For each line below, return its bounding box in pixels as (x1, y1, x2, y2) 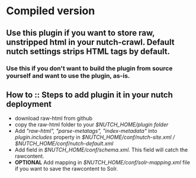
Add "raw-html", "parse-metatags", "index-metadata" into (14, 128, 158, 135)
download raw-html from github (14, 115, 93, 122)
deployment (6, 99, 52, 109)
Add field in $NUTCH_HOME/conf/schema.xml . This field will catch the (14, 147, 188, 154)
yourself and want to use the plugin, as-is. (6, 71, 130, 80)
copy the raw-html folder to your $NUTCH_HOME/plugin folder (14, 121, 169, 128)
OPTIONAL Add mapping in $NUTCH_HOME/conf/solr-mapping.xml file (14, 159, 191, 166)
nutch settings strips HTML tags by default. (6, 46, 171, 56)
